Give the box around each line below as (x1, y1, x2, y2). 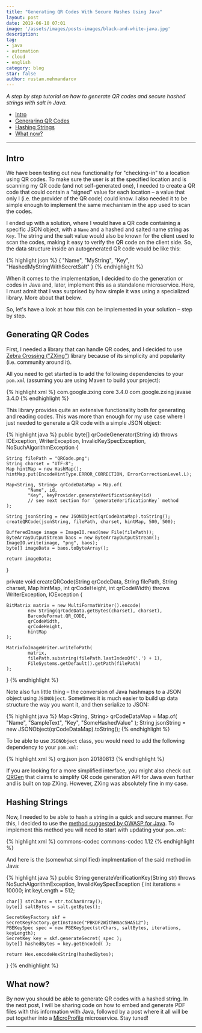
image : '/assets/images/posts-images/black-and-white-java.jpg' (6, 25, 171, 32)
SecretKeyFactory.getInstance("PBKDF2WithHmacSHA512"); (6, 920, 149, 926)
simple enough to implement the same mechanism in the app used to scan (6, 201, 191, 208)
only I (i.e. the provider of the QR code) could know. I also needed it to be (6, 194, 188, 202)
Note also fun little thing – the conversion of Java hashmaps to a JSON (6, 688, 182, 695)
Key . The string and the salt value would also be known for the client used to (6, 232, 195, 239)
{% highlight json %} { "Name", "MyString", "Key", (6, 256, 130, 264)
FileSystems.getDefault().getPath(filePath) (28, 660, 141, 667)
